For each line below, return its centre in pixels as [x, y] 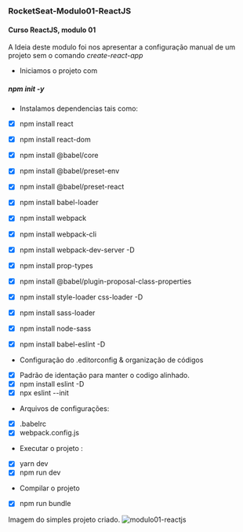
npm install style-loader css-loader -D [81, 297]
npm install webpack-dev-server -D [77, 250]
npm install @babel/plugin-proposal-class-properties [105, 281]
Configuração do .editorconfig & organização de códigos [111, 360]
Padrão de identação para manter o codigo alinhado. [105, 376]
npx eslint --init [44, 393]
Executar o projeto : [51, 449]
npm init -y [26, 89]
